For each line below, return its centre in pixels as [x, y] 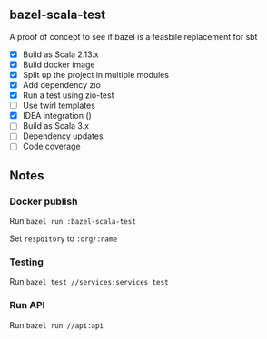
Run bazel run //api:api [57, 324]
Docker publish [44, 201]
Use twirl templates [59, 106]
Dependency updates [63, 136]
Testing [26, 262]
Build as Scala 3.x [55, 126]
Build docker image [59, 64]
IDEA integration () [57, 116]
